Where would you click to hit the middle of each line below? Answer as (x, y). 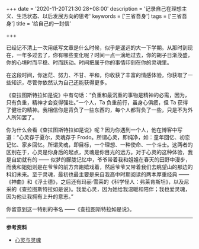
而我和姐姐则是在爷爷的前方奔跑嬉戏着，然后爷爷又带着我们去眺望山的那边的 (99, 167)
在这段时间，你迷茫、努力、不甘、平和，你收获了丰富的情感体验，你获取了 (97, 75)
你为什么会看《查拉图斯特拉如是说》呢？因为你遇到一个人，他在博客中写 (94, 130)
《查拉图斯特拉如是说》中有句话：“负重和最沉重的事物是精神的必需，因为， (98, 95)
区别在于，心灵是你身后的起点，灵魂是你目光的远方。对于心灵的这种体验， (97, 152)
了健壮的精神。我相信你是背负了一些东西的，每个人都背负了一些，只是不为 (97, 110)
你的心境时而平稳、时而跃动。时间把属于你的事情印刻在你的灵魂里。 (89, 62)
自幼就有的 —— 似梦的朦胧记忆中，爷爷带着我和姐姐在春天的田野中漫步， (101, 159)
